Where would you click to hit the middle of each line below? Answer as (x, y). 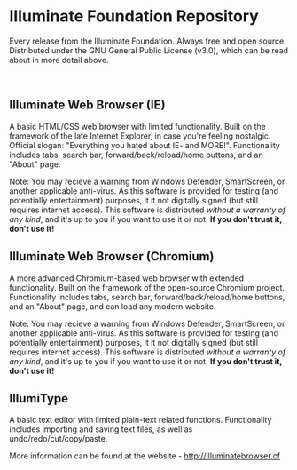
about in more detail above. (59, 60)
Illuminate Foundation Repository (134, 16)
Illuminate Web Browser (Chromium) (112, 256)
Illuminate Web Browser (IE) (87, 105)
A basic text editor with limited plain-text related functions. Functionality (141, 420)
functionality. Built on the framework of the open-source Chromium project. (147, 287)
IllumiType (39, 398)
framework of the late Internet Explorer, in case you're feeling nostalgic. (140, 136)
